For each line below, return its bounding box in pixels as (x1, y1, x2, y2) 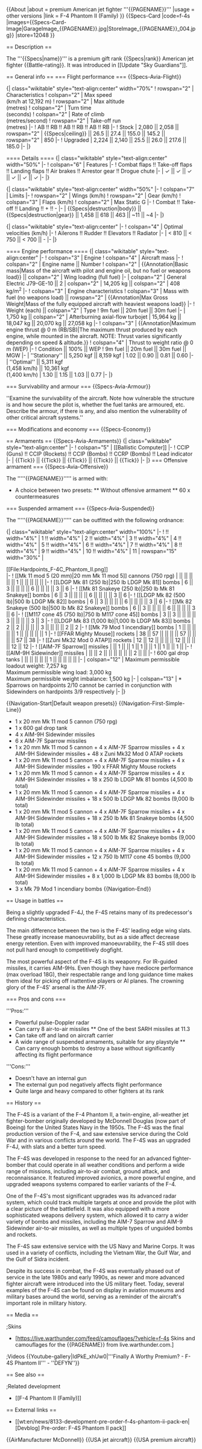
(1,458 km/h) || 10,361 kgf (6, 364, 69, 372)
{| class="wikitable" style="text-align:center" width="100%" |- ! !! (6, 528, 169, 535)
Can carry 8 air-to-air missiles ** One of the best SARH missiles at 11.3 (14, 1025, 191, 1032)
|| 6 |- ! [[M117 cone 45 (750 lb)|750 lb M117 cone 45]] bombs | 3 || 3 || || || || (6, 611, 196, 618)
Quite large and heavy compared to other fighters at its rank (14, 1087, 164, 1095)
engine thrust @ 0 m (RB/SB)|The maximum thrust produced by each (6, 326, 178, 333)
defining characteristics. (6, 915, 67, 922)
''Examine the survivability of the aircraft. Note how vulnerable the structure (6, 394, 195, 402)
